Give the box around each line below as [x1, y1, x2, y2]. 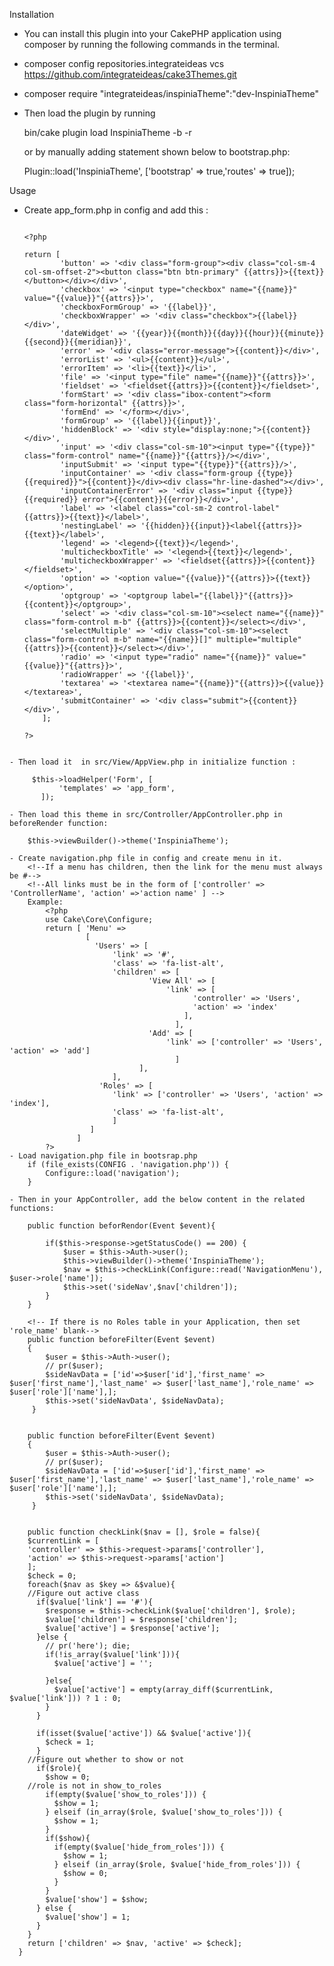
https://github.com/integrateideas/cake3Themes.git [23, 69, 237, 80]
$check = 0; [27, 1571, 77, 1581]
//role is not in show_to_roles [27, 1781, 162, 1791]
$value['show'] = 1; [45, 1912, 131, 1922]
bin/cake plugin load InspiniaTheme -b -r [23, 127, 192, 138]
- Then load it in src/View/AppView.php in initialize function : [9, 757, 297, 767]
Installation [9, 9, 55, 20]
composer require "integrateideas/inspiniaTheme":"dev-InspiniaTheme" [23, 88, 319, 99]
